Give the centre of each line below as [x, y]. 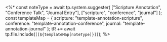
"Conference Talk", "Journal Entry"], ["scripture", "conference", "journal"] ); [84, 13]
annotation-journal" [26, 29]
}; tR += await [61, 29]
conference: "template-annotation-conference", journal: [64, 23]
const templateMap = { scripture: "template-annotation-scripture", [74, 18]
